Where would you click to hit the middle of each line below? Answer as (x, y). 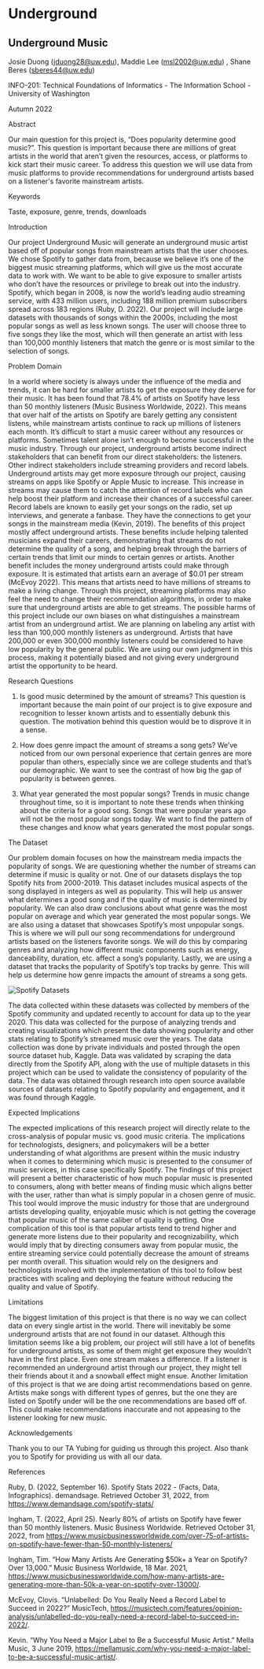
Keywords (24, 196)
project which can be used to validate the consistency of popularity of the (128, 1072)
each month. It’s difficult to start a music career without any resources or (126, 431)
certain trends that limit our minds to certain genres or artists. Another (121, 557)
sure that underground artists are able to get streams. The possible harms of (132, 607)
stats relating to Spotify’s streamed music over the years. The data (115, 1039)
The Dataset (28, 842)
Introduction (28, 227)
